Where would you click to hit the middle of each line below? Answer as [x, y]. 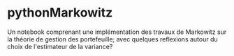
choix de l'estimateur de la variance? [60, 46]
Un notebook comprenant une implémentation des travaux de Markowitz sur [117, 32]
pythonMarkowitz [60, 13]
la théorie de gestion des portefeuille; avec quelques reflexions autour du [112, 39]
